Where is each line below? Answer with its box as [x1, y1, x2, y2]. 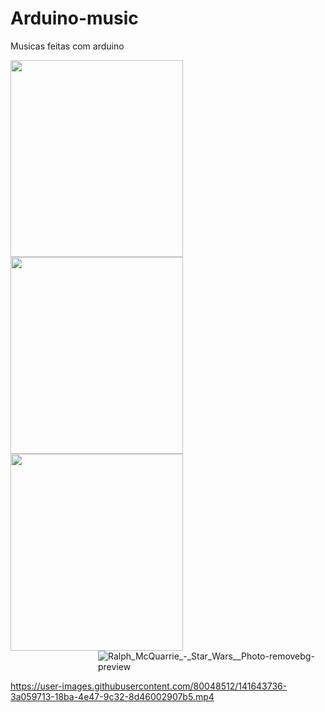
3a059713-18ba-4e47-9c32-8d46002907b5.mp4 [10, 690, 215, 702]
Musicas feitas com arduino [10, 40, 125, 52]
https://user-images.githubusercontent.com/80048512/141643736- [10, 680, 288, 692]
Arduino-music [10, 7, 139, 30]
